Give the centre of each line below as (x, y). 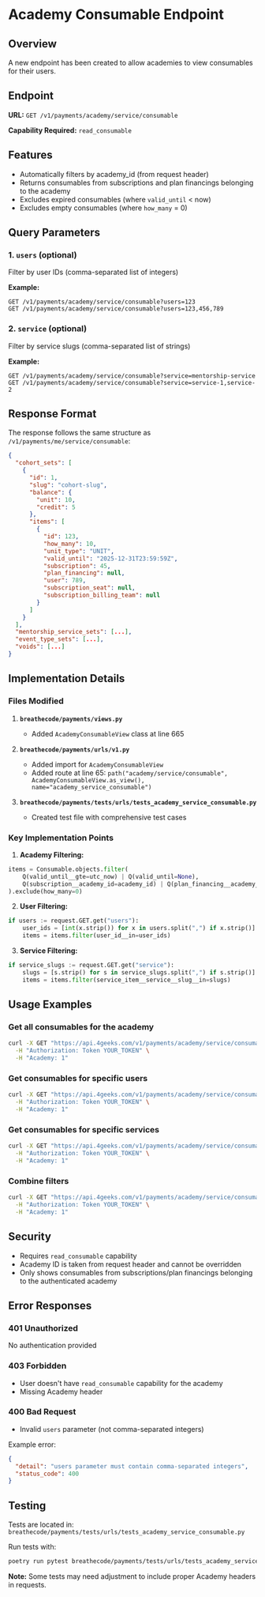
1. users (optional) (43, 254)
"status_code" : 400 (47, 1474)
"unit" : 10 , (56, 499)
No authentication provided (52, 1346)
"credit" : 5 (56, 507)
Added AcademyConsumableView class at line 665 (108, 733)
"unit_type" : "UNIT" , (78, 551)
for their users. (32, 71)
